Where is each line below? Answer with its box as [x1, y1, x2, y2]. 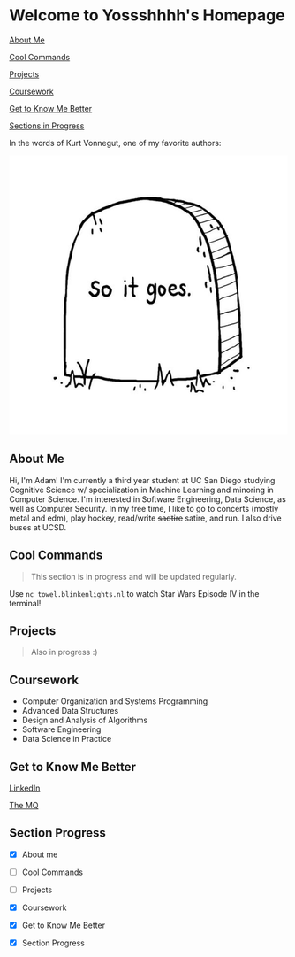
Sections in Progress [9, 120, 85, 131]
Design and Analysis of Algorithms [21, 714, 148, 726]
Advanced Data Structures [21, 706, 119, 716]
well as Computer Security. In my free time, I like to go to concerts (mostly [9, 503, 279, 513]
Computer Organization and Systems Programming [21, 696, 208, 706]
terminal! [9, 598, 42, 608]
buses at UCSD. [9, 521, 67, 532]
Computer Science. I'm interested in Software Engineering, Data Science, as [9, 493, 287, 505]
